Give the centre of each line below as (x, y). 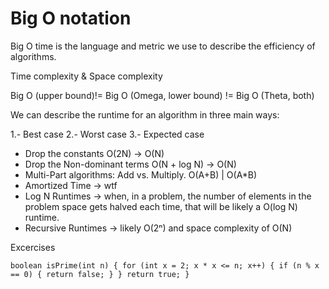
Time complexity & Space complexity (86, 76)
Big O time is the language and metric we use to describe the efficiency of (163, 46)
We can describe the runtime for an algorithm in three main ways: (145, 114)
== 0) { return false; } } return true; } (100, 274)
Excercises (33, 247)
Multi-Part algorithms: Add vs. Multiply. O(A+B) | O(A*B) (141, 174)
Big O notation (71, 18)
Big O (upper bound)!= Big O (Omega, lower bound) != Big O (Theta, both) (162, 95)
